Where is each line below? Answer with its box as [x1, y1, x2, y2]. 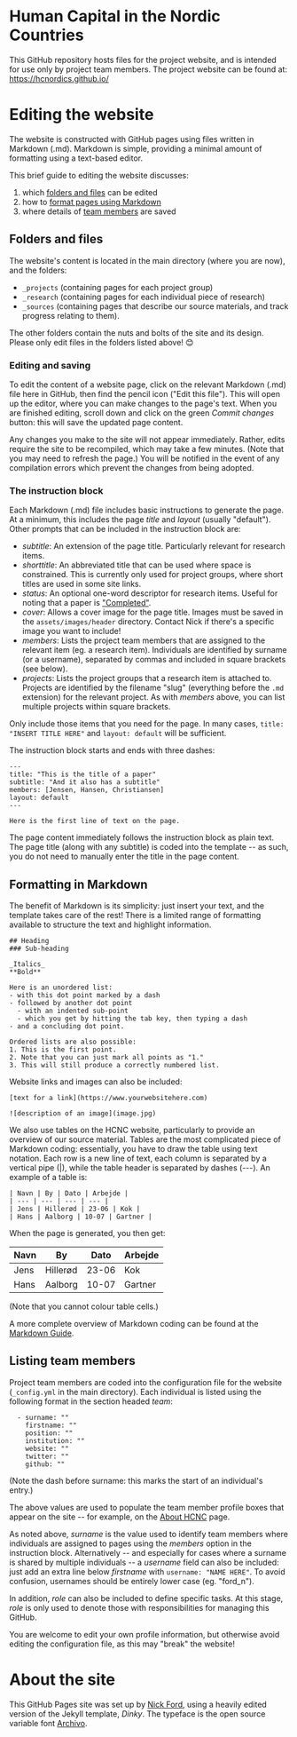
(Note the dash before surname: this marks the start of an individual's [9, 1475, 263, 1486]
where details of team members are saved [21, 206, 176, 217]
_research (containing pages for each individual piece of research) [21, 291, 266, 302]
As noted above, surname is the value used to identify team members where [9, 1528, 288, 1539]
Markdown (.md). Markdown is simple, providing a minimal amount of [9, 143, 262, 154]
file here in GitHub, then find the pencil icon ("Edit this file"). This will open [9, 388, 281, 399]
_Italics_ [9, 960, 46, 969]
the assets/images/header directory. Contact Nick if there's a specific [21, 616, 275, 627]
